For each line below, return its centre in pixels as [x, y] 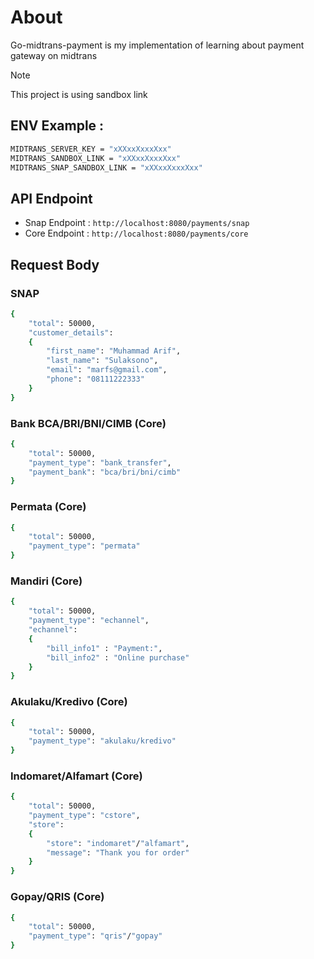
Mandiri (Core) [46, 581]
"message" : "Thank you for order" [118, 852]
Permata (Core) [48, 507]
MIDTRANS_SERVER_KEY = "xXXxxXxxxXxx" [91, 149]
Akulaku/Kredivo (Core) [69, 702]
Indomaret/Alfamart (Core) [76, 776]
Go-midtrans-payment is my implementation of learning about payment [157, 45]
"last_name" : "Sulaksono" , [102, 361]
